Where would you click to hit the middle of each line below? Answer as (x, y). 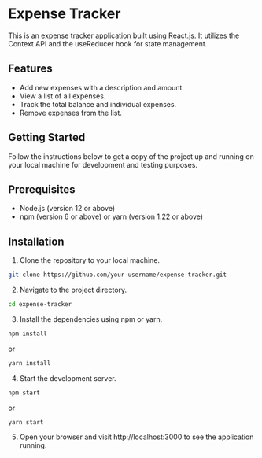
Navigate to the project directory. (73, 290)
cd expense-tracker (40, 305)
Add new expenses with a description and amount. (102, 87)
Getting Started (47, 137)
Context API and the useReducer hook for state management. (108, 43)
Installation (36, 241)
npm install (28, 334)
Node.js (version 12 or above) (67, 209)
